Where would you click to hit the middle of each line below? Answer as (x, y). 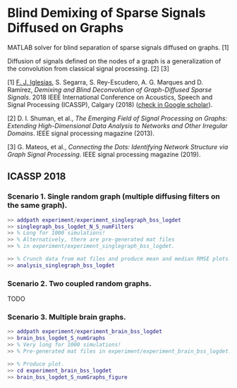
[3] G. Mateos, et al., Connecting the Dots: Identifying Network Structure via (118, 146)
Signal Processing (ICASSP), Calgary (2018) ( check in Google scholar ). (110, 104)
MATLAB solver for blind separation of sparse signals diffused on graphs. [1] (118, 47)
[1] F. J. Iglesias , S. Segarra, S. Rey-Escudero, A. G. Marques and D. (105, 82)
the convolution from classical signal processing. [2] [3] (88, 68)
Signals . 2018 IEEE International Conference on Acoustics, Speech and (110, 97)
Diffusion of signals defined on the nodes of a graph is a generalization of (114, 61)
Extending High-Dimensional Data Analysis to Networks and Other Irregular (117, 125)
